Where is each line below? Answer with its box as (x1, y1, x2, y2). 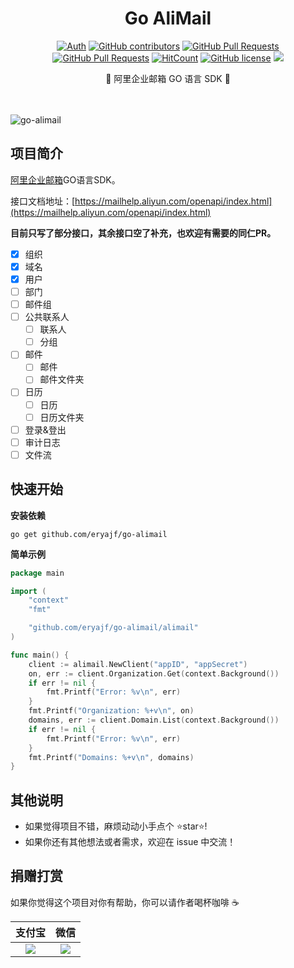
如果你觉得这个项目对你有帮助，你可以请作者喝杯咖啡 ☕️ (10, 896, 240, 908)
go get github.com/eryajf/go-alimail (10, 529, 168, 539)
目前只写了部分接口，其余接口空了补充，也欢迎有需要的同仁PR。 (10, 227, 277, 239)
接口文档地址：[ (10, 195, 76, 207)
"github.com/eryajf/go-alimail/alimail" (28, 623, 199, 633)
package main (10, 568, 65, 578)
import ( (10, 586, 47, 596)
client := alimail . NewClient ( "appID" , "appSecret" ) (28, 659, 248, 669)
